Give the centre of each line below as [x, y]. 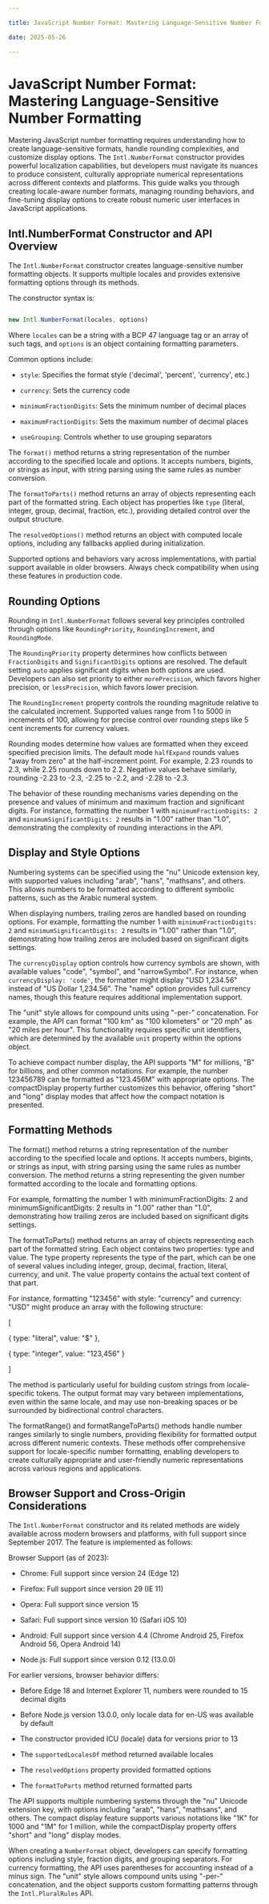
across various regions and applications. [75, 1468]
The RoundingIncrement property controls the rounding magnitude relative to [133, 702]
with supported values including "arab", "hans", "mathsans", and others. [127, 880]
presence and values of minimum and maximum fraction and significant [126, 802]
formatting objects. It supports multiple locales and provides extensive [124, 274]
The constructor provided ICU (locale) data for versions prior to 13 [129, 1739]
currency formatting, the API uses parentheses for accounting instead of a [131, 1868]
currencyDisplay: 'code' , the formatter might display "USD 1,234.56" [123, 980]
